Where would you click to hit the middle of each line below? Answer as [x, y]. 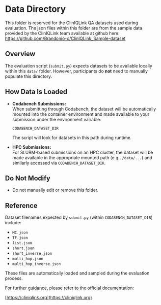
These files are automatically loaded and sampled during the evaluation [77, 273]
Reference [21, 205]
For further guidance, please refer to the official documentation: [69, 288]
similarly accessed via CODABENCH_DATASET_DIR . [59, 163]
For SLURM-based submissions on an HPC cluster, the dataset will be [82, 152]
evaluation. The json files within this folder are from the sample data [74, 28]
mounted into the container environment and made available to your [81, 114]
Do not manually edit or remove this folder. [55, 190]
